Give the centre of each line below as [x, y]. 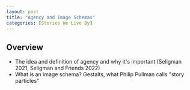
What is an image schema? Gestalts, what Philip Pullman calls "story [100, 74]
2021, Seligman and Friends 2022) [57, 68]
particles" [27, 81]
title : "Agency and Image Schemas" [51, 17]
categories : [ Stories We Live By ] [50, 23]
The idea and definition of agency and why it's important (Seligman [98, 62]
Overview [25, 47]
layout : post [23, 12]
